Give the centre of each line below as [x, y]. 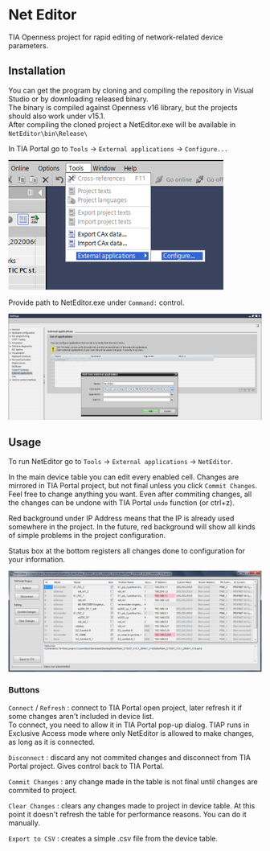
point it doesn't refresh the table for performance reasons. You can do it [127, 814]
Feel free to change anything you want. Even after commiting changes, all [130, 494]
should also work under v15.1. [57, 116]
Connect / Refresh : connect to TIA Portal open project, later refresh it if [125, 707]
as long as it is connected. [51, 742]
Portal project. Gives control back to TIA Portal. [86, 766]
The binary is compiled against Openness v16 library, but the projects [123, 107]
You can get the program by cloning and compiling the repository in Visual [131, 90]
